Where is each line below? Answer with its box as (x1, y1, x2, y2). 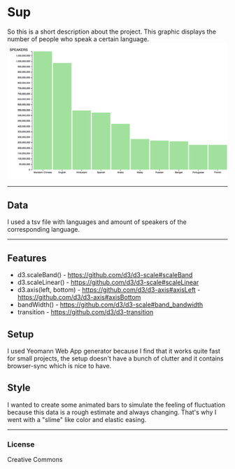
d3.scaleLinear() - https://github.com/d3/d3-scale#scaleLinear (17, 278, 199, 287)
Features (7, 252, 47, 264)
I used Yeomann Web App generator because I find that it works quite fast (7, 346, 220, 355)
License (7, 439, 35, 449)
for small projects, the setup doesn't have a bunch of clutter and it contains (7, 354, 224, 363)
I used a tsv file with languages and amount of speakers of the (7, 218, 187, 226)
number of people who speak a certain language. (7, 34, 149, 43)
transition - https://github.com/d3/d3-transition (17, 308, 154, 316)
